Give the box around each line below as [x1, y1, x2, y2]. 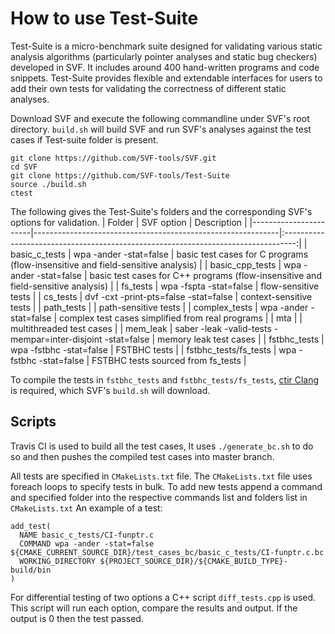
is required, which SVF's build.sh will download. [10, 384, 211, 396]
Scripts [10, 413, 57, 431]
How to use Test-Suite [10, 7, 199, 30]
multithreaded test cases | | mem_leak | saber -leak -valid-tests [10, 322, 272, 334]
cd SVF [10, 162, 38, 172]
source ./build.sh [10, 179, 87, 189]
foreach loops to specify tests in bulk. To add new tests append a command [10, 480, 323, 492]
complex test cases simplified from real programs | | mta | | [59, 312, 303, 324]
